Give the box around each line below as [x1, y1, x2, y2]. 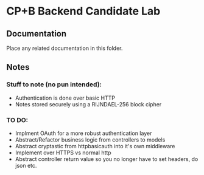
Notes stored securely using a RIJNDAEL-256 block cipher [15, 100, 162, 108]
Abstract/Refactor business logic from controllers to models [15, 136, 166, 143]
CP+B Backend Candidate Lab [6, 4, 161, 18]
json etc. [15, 162, 37, 169]
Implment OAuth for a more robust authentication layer [15, 129, 152, 137]
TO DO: [6, 115, 29, 124]
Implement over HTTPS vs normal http [15, 149, 111, 156]
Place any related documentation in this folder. [6, 44, 123, 52]
